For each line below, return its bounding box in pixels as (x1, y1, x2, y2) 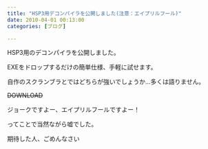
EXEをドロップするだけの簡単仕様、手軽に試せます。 (7, 63, 157, 71)
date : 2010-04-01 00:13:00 (7, 16, 85, 23)
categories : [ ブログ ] (7, 23, 66, 30)
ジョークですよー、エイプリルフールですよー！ (7, 106, 140, 114)
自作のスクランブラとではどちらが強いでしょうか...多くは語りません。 (7, 78, 205, 86)
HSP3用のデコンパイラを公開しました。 (7, 49, 120, 57)
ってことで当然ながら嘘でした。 (7, 120, 98, 128)
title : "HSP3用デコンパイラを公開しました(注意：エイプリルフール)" (7, 10, 182, 17)
